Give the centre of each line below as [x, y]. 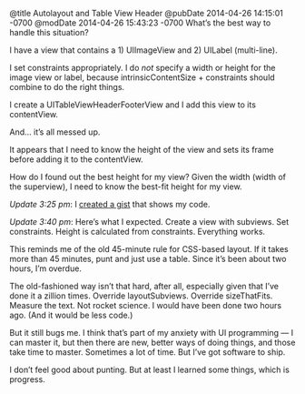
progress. [27, 379]
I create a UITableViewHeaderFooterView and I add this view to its [133, 105]
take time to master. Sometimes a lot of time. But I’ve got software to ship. [148, 352]
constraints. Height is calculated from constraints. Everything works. [138, 232]
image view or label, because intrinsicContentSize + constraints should [142, 77]
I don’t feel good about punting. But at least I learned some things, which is [150, 369]
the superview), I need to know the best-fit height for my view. [126, 187]
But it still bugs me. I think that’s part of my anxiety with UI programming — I [151, 333]
